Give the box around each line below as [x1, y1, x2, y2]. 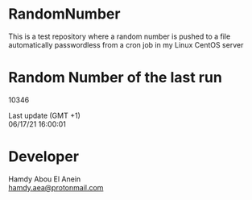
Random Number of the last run [8, 69, 223, 87]
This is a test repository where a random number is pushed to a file [8, 31, 231, 41]
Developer [8, 148, 79, 166]
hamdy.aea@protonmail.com [8, 182, 104, 192]
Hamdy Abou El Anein [8, 174, 81, 184]
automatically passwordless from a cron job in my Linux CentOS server [8, 40, 244, 49]
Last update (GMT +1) [8, 110, 81, 120]
